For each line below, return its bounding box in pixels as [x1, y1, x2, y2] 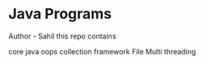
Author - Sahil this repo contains [8, 31, 117, 41]
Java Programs [8, 5, 112, 23]
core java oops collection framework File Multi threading [8, 46, 197, 56]
